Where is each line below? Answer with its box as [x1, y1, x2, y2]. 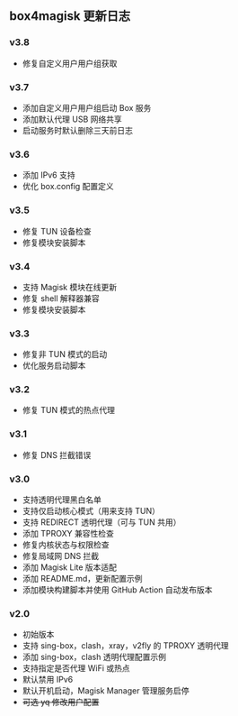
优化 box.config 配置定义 [22, 181, 114, 192]
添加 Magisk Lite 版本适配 [22, 562, 118, 573]
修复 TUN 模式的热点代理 [22, 405, 115, 416]
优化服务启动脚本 [22, 360, 86, 372]
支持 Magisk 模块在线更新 [22, 281, 118, 292]
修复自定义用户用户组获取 [22, 58, 118, 69]
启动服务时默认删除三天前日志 [22, 124, 133, 135]
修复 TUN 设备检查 [22, 225, 92, 236]
